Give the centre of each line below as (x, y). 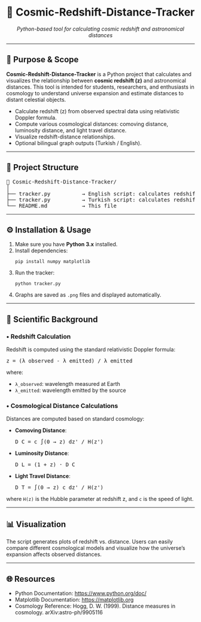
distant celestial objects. (36, 99)
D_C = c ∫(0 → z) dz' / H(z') (59, 442)
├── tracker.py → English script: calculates (88, 194)
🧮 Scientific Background (52, 319)
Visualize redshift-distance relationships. (65, 137)
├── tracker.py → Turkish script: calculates (88, 200)
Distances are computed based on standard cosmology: (75, 419)
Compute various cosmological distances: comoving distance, (92, 124)
